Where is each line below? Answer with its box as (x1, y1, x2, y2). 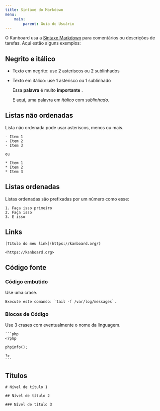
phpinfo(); (5, 345, 28, 350)
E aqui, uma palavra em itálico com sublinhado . (12, 97, 110, 103)
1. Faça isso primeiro (5, 205, 52, 210)
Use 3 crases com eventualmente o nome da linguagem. (5, 322, 121, 328)
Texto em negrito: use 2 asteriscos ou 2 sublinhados (12, 68, 120, 74)
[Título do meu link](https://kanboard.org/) (5, 241, 101, 246)
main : (14, 16, 26, 21)
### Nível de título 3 (5, 402, 52, 407)
